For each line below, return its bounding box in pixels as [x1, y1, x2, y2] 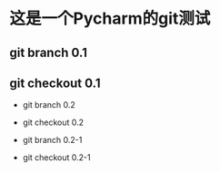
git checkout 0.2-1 [22, 152, 91, 163]
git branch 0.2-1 [22, 135, 83, 146]
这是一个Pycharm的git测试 [9, 8, 211, 29]
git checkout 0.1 [9, 75, 101, 91]
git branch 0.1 [9, 44, 88, 60]
